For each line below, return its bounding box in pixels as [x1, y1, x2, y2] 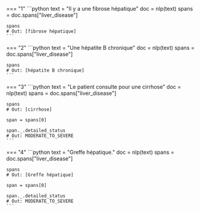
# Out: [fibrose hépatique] [6, 28, 77, 34]
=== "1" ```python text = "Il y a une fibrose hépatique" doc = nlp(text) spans [6, 5, 193, 12]
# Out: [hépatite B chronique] [6, 67, 85, 73]
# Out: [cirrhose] [6, 106, 52, 112]
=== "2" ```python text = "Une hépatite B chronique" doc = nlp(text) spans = [6, 44, 195, 51]
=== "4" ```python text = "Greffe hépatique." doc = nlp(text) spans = [6, 148, 175, 156]
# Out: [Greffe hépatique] [6, 172, 74, 178]
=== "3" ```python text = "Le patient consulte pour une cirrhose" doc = [6, 84, 181, 90]
